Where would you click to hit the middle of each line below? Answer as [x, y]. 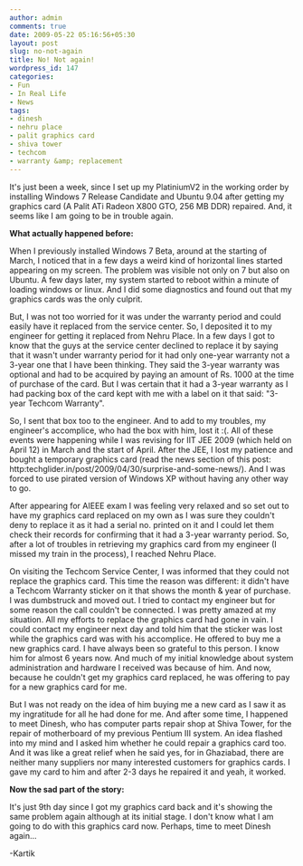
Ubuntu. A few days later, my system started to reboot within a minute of [144, 279]
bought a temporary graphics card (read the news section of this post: [140, 459]
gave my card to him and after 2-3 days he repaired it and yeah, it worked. [148, 772]
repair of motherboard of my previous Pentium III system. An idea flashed [146, 733]
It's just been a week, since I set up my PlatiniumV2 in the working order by [149, 187]
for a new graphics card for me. [68, 687]
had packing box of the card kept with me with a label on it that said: [137, 393]
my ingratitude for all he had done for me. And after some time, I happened [149, 714]
